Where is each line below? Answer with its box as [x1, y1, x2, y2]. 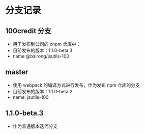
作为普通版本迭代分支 [12, 123, 57, 129]
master [5, 68, 28, 76]
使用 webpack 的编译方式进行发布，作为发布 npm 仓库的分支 [12, 82, 140, 88]
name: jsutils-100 [12, 94, 49, 100]
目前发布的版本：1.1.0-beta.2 [12, 88, 73, 94]
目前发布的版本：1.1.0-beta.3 [12, 47, 73, 53]
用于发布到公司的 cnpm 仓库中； [12, 41, 81, 47]
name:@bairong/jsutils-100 [12, 53, 70, 59]
